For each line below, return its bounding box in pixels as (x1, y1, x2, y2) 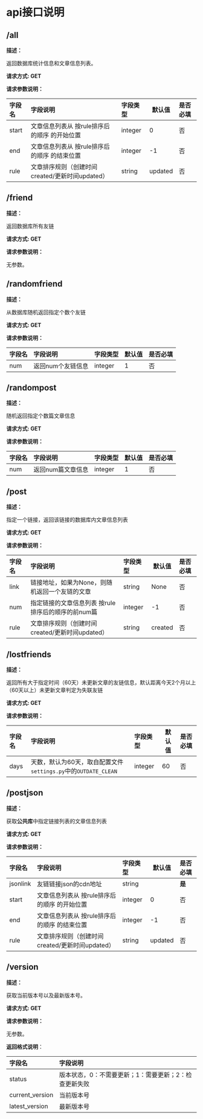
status (9, 1074, 27, 1083)
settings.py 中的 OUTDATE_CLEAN (30, 767, 118, 776)
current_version (9, 1091, 54, 1099)
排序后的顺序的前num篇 (30, 608, 98, 617)
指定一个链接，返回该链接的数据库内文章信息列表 (6, 516, 128, 524)
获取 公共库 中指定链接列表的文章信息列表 (6, 817, 107, 825)
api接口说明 (6, 5, 65, 19)
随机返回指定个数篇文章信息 (6, 412, 76, 420)
